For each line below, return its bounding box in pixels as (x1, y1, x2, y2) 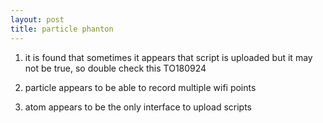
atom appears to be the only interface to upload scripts (24, 101, 252, 113)
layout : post (10, 14, 65, 25)
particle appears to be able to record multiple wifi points (24, 81, 257, 93)
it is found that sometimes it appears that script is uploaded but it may (24, 51, 313, 63)
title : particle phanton (10, 24, 114, 34)
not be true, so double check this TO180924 (24, 62, 207, 74)
